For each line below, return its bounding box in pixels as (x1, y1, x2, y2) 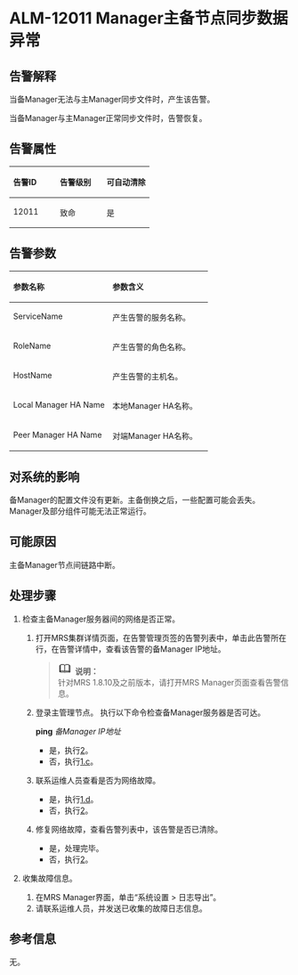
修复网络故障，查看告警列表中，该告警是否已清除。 (35, 824, 223, 834)
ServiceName (12, 311, 63, 321)
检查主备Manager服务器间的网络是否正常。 (21, 613, 181, 624)
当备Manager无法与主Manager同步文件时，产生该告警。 (9, 94, 215, 104)
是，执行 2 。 (48, 744, 93, 755)
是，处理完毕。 (48, 842, 104, 853)
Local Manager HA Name (12, 400, 105, 410)
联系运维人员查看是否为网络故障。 (35, 775, 161, 785)
